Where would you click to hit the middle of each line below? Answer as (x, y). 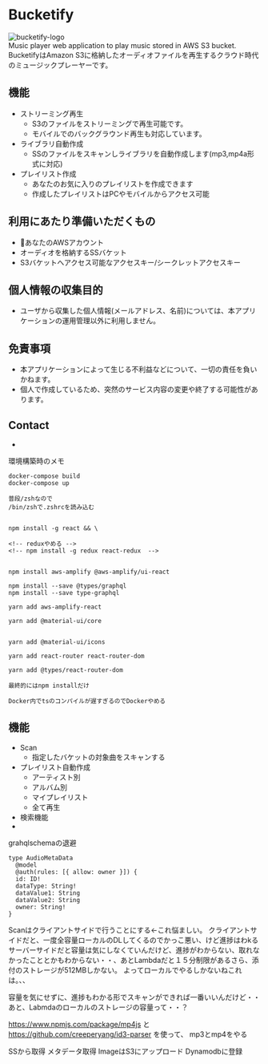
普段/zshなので (31, 499)
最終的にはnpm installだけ (49, 686)
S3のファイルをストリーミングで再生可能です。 (110, 123)
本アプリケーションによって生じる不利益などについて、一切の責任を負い (138, 370)
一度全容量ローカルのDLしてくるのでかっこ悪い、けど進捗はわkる (151, 940)
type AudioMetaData (41, 858)
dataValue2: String (48, 900)
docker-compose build (44, 476)
